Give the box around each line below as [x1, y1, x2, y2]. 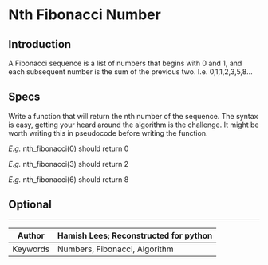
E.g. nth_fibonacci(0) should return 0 [8, 144, 129, 153]
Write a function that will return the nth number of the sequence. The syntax [8, 111, 258, 121]
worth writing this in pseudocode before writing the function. [8, 128, 208, 137]
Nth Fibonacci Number [8, 6, 161, 24]
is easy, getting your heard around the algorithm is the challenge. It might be [8, 120, 259, 129]
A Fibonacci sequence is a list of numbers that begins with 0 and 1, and [8, 58, 242, 68]
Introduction [8, 38, 72, 51]
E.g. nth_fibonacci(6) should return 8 [8, 174, 129, 184]
